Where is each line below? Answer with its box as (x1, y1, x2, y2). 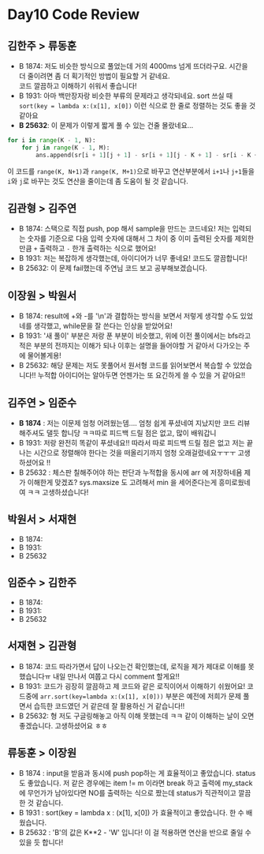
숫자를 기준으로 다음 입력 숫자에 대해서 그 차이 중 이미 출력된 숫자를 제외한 (27, 234, 255, 243)
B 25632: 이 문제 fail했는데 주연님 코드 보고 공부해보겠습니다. (18, 263, 208, 273)
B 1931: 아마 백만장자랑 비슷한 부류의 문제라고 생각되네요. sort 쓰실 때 (18, 91, 233, 100)
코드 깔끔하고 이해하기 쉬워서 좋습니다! (18, 81, 137, 90)
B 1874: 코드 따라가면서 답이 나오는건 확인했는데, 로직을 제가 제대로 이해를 (18, 661, 247, 671)
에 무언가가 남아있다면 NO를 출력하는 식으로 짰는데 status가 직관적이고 (18, 788, 237, 798)
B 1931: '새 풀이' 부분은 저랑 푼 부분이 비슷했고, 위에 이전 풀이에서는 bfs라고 (18, 331, 251, 340)
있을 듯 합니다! (18, 837, 64, 847)
